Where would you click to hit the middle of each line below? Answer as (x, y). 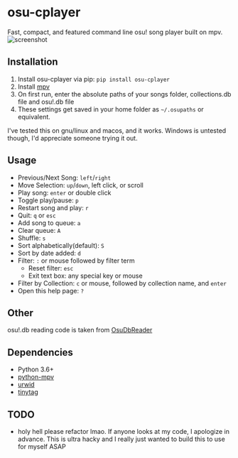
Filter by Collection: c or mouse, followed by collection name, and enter (122, 283)
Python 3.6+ (36, 369)
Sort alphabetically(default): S (61, 245)
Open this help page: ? (50, 290)
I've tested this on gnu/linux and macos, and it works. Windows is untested (117, 130)
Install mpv (33, 87)
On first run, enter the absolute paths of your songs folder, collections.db (124, 94)
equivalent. (34, 116)
